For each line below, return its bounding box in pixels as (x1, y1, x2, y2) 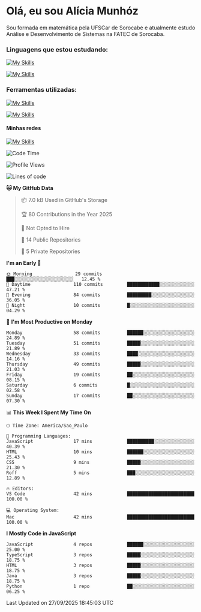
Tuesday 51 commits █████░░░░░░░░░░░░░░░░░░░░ (6, 340, 195, 346)
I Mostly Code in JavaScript (6, 529, 77, 537)
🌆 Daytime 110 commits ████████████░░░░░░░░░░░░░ (6, 281, 195, 287)
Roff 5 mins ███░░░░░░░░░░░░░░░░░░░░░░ (6, 469, 195, 476)
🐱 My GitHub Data (6, 184, 54, 191)
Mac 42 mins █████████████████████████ (6, 514, 195, 520)
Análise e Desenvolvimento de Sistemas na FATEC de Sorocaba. (6, 30, 165, 37)
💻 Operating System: (6, 507, 60, 513)
